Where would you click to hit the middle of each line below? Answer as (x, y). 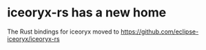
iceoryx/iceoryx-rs (33, 38)
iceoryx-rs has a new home (87, 13)
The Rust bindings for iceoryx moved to (63, 32)
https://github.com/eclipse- (159, 32)
